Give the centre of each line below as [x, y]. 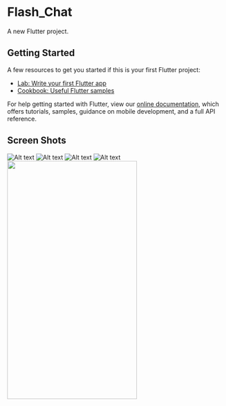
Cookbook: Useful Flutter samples [66, 90]
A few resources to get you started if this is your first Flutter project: [104, 69]
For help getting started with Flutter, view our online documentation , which [113, 104]
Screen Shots [37, 140]
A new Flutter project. [38, 31]
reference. [22, 118]
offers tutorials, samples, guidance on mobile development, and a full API [111, 111]
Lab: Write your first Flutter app [62, 83]
